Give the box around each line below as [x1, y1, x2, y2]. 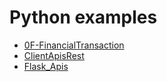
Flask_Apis [23, 60, 69, 72]
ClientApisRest [23, 49, 85, 61]
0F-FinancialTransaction [23, 39, 125, 51]
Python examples [9, 6, 158, 29]
